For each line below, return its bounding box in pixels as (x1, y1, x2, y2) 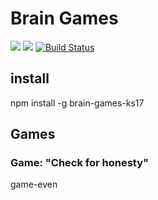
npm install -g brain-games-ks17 (10, 97, 145, 109)
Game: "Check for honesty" (10, 156, 150, 170)
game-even (10, 178, 58, 191)
